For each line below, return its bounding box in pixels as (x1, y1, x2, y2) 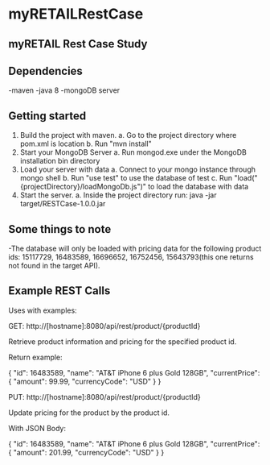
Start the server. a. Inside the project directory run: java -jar (19, 190, 217, 200)
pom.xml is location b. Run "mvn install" (19, 139, 152, 149)
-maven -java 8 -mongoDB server (8, 85, 121, 95)
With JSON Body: (8, 423, 67, 433)
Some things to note (8, 222, 112, 236)
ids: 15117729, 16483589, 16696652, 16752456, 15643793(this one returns (8, 252, 255, 262)
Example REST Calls (8, 284, 111, 298)
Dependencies (8, 64, 83, 77)
